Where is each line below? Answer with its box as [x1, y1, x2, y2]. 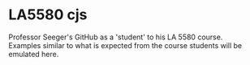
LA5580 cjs [8, 6, 88, 24]
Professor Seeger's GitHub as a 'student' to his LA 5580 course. [8, 32, 223, 42]
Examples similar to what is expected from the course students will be [8, 40, 243, 50]
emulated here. [8, 49, 59, 59]
